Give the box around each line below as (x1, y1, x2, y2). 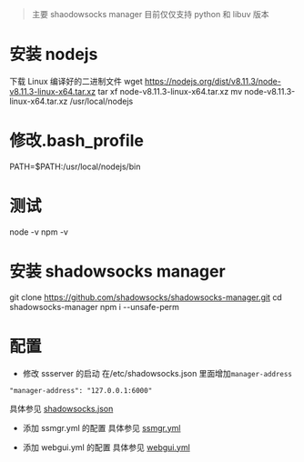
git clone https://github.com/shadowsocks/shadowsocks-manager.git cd (9, 291, 282, 303)
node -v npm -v (9, 226, 68, 237)
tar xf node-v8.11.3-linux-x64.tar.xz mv (97, 85, 243, 96)
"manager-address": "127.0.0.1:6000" (9, 386, 153, 395)
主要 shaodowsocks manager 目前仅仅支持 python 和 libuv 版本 (31, 9, 269, 19)
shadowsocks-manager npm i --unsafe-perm (9, 301, 180, 312)
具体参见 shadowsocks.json (9, 403, 114, 414)
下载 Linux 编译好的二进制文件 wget (9, 75, 143, 86)
